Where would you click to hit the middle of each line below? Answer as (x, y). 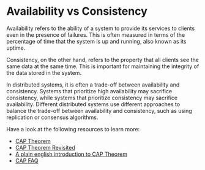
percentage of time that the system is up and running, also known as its (96, 41)
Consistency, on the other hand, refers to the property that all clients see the (102, 60)
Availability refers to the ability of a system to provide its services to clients (101, 28)
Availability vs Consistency (77, 11)
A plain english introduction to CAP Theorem (71, 154)
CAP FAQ (27, 160)
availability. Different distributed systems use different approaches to (93, 104)
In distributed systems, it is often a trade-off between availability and (93, 85)
